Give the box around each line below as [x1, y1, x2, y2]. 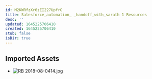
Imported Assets [5, 54, 60, 63]
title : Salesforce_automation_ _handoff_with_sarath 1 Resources [5, 12, 147, 17]
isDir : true [5, 36, 31, 41]
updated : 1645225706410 [5, 21, 56, 27]
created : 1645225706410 [5, 26, 56, 31]
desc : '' [5, 17, 24, 22]
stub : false [5, 31, 31, 36]
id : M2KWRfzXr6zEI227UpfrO [5, 7, 63, 13]
